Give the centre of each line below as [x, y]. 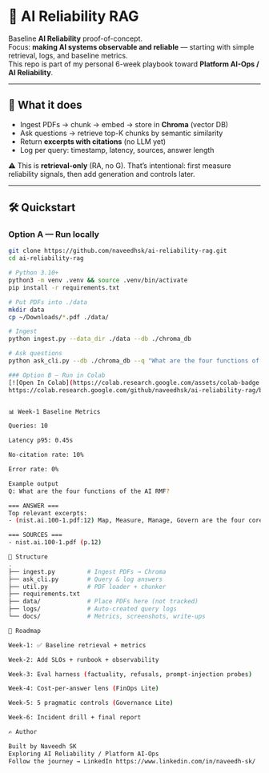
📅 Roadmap [25, 631]
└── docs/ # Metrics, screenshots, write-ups [107, 617]
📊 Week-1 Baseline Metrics [54, 411]
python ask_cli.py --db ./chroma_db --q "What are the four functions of [134, 361]
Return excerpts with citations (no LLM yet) [93, 141]
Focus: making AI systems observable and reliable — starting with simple [131, 46]
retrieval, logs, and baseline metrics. [68, 55]
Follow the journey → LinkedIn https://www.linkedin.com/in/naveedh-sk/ [132, 761]
